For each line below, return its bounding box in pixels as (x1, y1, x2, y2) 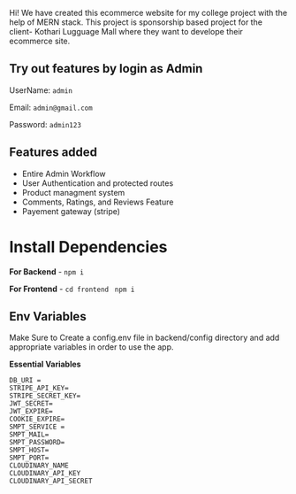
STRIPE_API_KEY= (9, 384, 69, 393)
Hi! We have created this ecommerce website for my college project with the (9, 8, 288, 18)
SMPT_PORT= (9, 453, 49, 463)
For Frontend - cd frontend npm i (9, 283, 135, 294)
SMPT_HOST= (9, 446, 49, 455)
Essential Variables (9, 359, 81, 370)
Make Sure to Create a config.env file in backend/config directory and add (9, 332, 280, 343)
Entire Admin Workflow (21, 168, 106, 179)
